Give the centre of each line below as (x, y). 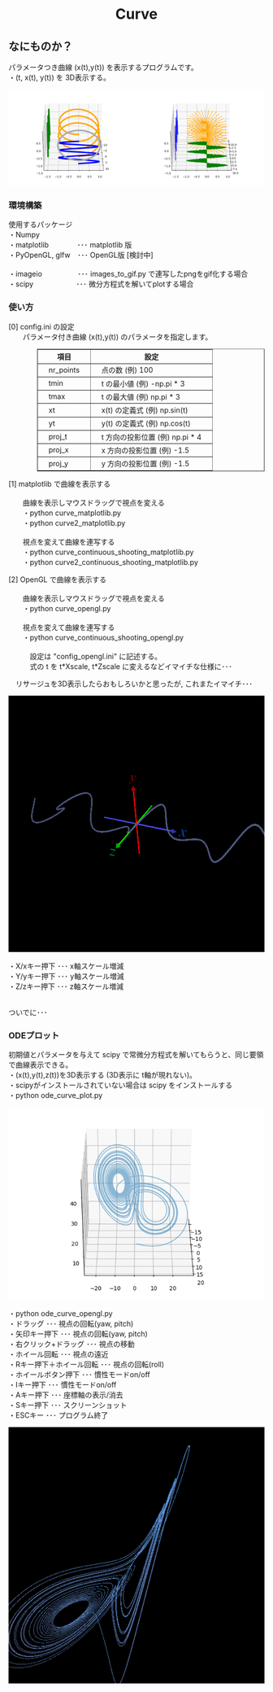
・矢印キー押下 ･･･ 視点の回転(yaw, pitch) (78, 1333)
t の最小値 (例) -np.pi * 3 (143, 383)
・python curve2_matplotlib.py (74, 522)
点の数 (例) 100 (127, 370)
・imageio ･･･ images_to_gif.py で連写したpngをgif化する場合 (128, 274)
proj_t (58, 437)
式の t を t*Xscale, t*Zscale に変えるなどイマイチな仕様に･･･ (131, 666)
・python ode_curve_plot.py (56, 1095)
